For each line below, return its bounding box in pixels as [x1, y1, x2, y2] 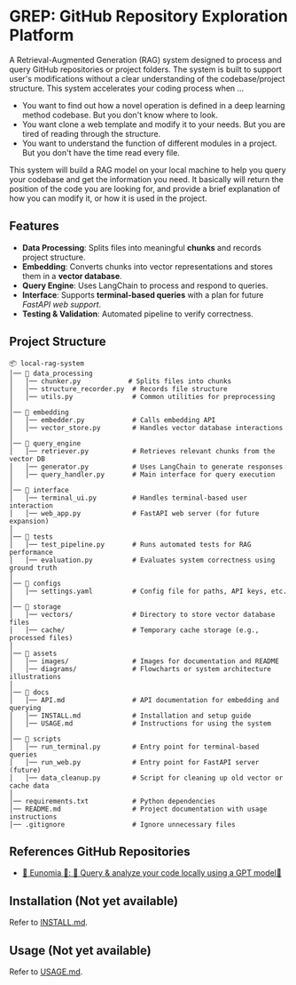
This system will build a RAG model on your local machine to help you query [9, 164, 286, 175]
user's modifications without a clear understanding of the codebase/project [9, 73, 285, 84]
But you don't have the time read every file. [21, 147, 180, 157]
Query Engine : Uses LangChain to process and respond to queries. [21, 280, 269, 291]
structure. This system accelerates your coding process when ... [9, 83, 245, 93]
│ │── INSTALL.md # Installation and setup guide [9, 711, 252, 720]
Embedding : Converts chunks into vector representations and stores [21, 260, 273, 272]
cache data [9, 781, 50, 790]
